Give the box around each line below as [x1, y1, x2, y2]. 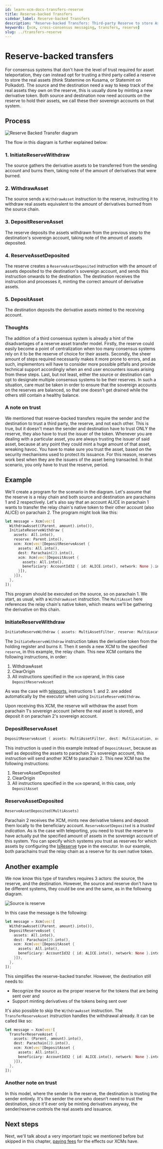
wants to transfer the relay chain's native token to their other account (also [5, 504, 154, 510]
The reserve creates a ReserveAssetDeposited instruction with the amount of [5, 263, 157, 269]
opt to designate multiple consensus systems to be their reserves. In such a [5, 376, 156, 382]
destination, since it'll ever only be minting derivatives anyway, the [5, 1101, 138, 1107]
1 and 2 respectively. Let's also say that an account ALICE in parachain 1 [5, 499, 149, 505]
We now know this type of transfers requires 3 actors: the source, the [5, 876, 144, 882]
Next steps [5, 1120, 39, 1129]
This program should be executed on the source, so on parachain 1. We [5, 591, 148, 597]
